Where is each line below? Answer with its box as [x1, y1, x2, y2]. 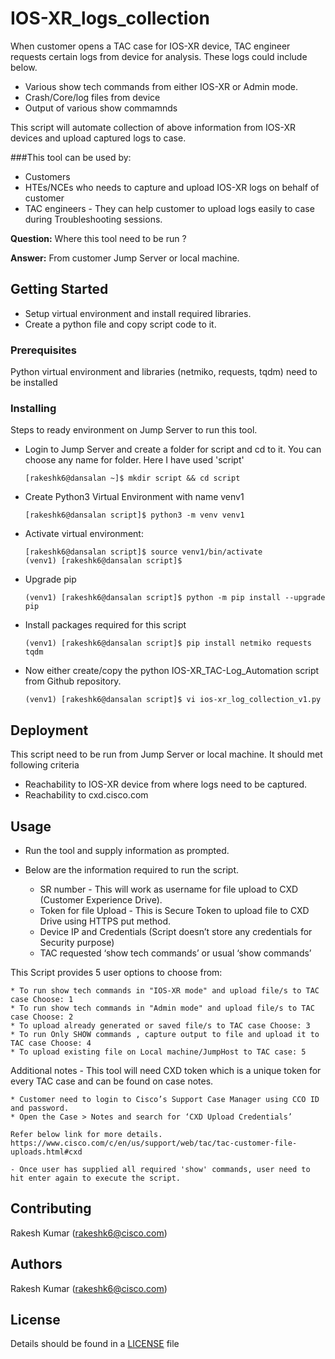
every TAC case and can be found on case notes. [10, 1075, 214, 1087]
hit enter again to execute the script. [10, 1173, 182, 1183]
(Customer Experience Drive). [39, 893, 163, 906]
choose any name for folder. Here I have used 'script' [24, 454, 245, 466]
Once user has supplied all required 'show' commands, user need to [19, 1164, 311, 1174]
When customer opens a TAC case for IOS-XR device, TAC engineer [10, 40, 291, 52]
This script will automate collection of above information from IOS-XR [10, 121, 296, 133]
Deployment [10, 722, 89, 739]
